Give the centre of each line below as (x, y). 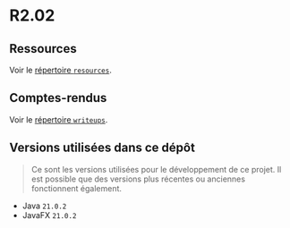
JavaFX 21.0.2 (49, 215)
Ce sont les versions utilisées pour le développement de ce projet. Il (156, 169)
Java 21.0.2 (44, 206)
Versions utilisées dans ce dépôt (102, 148)
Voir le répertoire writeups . (59, 119)
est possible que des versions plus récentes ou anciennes (138, 179)
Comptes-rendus (58, 98)
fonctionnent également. (77, 188)
